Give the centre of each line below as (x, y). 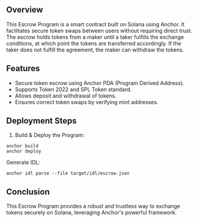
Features (23, 69)
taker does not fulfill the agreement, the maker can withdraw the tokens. (95, 50)
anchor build (22, 146)
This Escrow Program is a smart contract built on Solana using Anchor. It (95, 24)
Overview (25, 10)
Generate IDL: (23, 162)
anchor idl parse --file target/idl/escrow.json (68, 174)
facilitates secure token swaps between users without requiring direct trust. (99, 31)
